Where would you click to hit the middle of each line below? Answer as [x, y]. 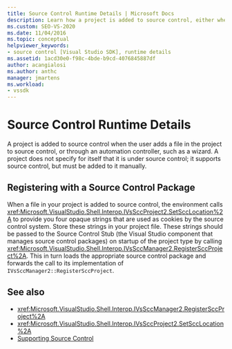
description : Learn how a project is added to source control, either [111, 20]
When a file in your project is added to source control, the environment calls [115, 204]
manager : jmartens [33, 78]
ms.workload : [26, 84]
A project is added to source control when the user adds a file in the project [115, 144]
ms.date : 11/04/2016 [37, 33]
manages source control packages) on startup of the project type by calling [115, 241]
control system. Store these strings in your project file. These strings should [115, 226]
